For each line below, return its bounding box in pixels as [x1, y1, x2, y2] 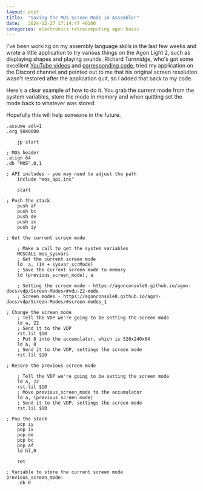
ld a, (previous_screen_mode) [17, 395, 94, 401]
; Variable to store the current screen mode [6, 469, 123, 475]
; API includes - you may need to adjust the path [6, 171, 137, 177]
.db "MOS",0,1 [6, 161, 42, 167]
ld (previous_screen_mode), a [17, 272, 94, 279]
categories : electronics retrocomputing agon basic [6, 26, 139, 32]
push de [17, 214, 36, 220]
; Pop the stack [6, 416, 47, 422]
